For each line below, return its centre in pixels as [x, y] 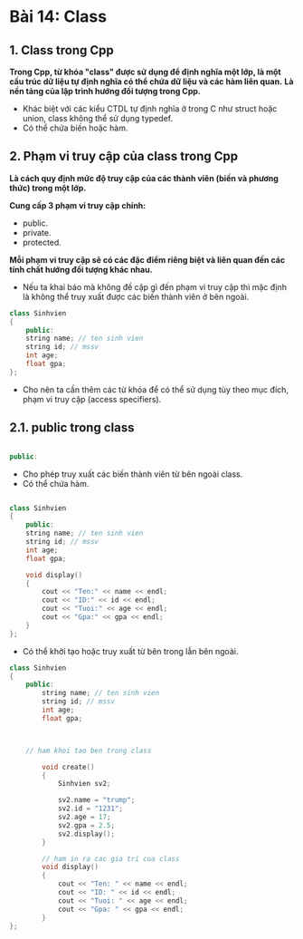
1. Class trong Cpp [62, 50]
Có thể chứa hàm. [56, 483]
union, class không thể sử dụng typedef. [98, 118]
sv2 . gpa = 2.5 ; [86, 825]
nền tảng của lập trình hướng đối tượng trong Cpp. [105, 91]
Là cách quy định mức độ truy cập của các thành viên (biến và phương [144, 178]
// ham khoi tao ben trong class [89, 750]
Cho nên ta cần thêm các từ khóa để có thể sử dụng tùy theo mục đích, [156, 389]
